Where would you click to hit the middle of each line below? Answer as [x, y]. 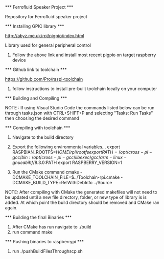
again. [12, 208]
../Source [103, 182]
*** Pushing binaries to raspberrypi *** [45, 242]
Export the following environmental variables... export [66, 147]
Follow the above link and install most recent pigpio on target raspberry [84, 55]
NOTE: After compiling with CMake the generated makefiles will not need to [81, 192]
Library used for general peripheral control [48, 45]
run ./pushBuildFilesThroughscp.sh [47, 251]
